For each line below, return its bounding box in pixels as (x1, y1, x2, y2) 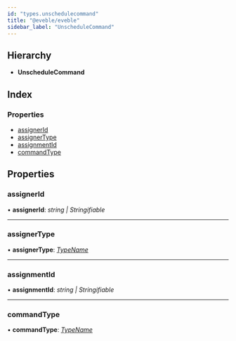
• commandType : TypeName (7, 326, 93, 334)
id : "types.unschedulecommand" (7, 10, 99, 18)
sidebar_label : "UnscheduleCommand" (7, 23, 114, 30)
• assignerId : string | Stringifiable (7, 205, 105, 214)
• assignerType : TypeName (7, 245, 89, 254)
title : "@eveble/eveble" (7, 17, 80, 24)
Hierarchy (7, 49, 52, 61)
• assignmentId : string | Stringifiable (7, 285, 114, 294)
